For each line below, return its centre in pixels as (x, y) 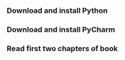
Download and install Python (57, 11)
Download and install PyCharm (61, 29)
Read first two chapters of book (62, 48)
